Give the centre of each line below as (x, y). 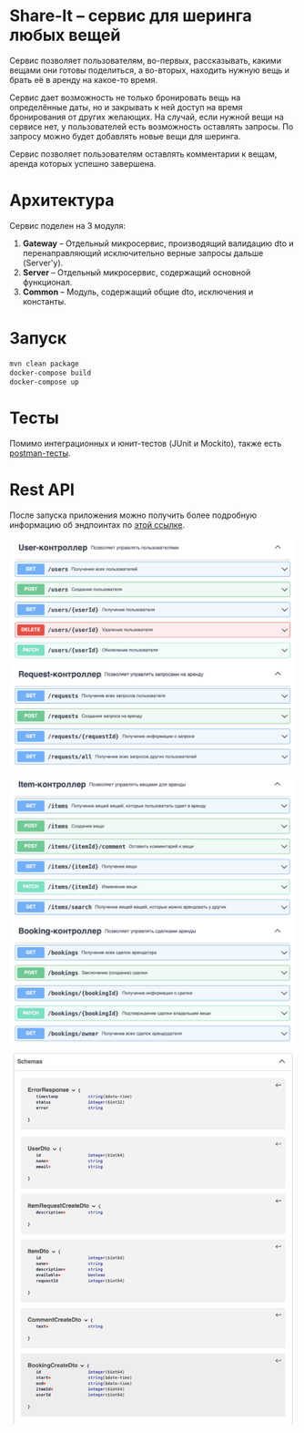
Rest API (42, 490)
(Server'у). (43, 263)
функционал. (47, 282)
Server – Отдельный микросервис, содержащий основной (137, 272)
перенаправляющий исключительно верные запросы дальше (143, 253)
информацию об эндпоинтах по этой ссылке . (97, 524)
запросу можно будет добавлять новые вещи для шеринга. (125, 136)
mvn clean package (44, 364)
